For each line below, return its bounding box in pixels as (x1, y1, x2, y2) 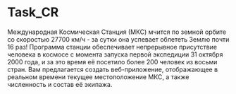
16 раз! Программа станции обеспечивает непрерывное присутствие (7, 42, 217, 51)
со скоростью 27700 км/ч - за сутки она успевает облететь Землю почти (7, 35, 230, 43)
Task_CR (7, 4, 59, 20)
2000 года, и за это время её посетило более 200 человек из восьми (7, 57, 218, 66)
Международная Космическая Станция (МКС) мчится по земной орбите (7, 28, 227, 36)
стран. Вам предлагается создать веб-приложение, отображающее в (7, 65, 218, 74)
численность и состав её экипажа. (7, 80, 113, 88)
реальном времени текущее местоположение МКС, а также (7, 72, 190, 81)
